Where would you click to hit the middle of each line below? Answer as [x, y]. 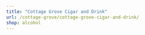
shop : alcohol [24, 23]
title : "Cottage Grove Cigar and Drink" [57, 12]
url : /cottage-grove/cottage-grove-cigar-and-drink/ [73, 17]
